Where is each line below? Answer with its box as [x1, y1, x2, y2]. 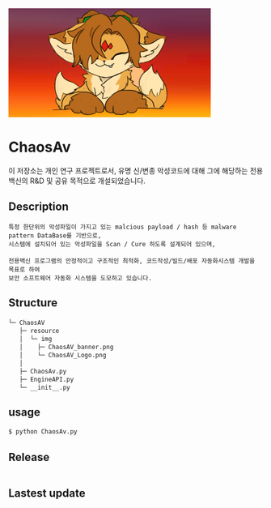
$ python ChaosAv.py [8, 428, 78, 436]
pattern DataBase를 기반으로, [8, 231, 102, 240]
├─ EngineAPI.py [19, 375, 74, 383]
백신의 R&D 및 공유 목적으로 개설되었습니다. [8, 176, 146, 186]
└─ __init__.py [19, 383, 70, 391]
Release [8, 450, 50, 464]
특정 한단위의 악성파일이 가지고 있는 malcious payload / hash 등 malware [8, 223, 237, 231]
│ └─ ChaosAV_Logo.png [19, 351, 107, 359]
